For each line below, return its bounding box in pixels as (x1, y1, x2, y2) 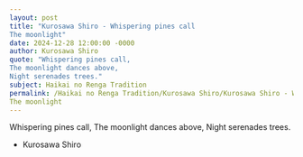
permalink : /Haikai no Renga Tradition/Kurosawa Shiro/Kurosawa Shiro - (9, 88, 289, 97)
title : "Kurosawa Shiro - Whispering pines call (9, 22, 196, 31)
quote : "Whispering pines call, (9, 55, 131, 64)
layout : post (9, 13, 59, 23)
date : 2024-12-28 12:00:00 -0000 (9, 38, 135, 48)
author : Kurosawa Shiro (9, 47, 99, 56)
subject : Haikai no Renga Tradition (9, 80, 147, 89)
